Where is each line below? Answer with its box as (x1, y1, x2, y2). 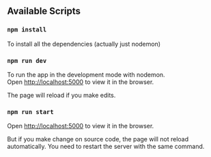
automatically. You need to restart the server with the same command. (7, 143, 205, 151)
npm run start (7, 108, 54, 115)
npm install (7, 26, 47, 33)
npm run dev (7, 57, 47, 64)
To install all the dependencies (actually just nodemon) (7, 40, 161, 48)
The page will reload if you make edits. (7, 91, 116, 99)
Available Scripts (7, 5, 81, 17)
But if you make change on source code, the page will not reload (7, 135, 189, 143)
